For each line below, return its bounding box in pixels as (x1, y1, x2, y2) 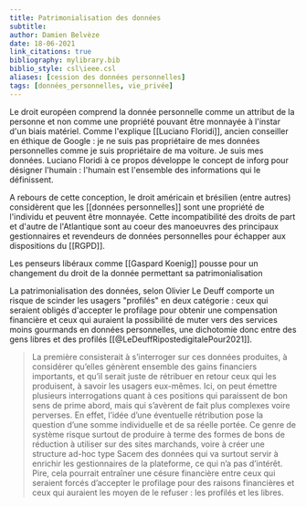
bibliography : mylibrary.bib (9, 56, 121, 65)
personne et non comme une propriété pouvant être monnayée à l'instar (9, 116, 281, 127)
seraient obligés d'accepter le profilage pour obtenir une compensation (9, 305, 279, 316)
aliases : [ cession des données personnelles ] (9, 73, 185, 82)
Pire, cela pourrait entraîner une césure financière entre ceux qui (31, 467, 276, 479)
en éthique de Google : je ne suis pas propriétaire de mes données (9, 135, 260, 146)
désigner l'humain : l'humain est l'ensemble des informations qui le (9, 164, 261, 175)
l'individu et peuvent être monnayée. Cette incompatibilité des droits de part (9, 211, 296, 222)
